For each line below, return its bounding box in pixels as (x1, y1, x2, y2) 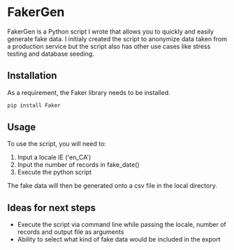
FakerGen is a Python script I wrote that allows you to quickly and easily (7, 27, 214, 36)
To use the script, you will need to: (7, 140, 107, 148)
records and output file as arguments (17, 228, 124, 236)
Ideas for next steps (7, 202, 96, 214)
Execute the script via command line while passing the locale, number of (17, 221, 227, 229)
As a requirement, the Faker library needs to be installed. (7, 88, 170, 96)
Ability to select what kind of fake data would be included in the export (17, 235, 221, 244)
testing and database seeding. (7, 50, 94, 58)
